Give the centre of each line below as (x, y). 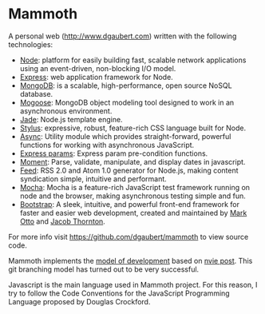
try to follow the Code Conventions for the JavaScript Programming (119, 293)
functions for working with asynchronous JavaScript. (107, 145)
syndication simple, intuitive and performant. (93, 179)
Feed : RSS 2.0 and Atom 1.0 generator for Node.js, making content (129, 170)
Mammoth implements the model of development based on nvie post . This (131, 260)
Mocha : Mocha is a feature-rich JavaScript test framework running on (134, 187)
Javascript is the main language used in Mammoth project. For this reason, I (133, 284)
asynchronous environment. (66, 111)
